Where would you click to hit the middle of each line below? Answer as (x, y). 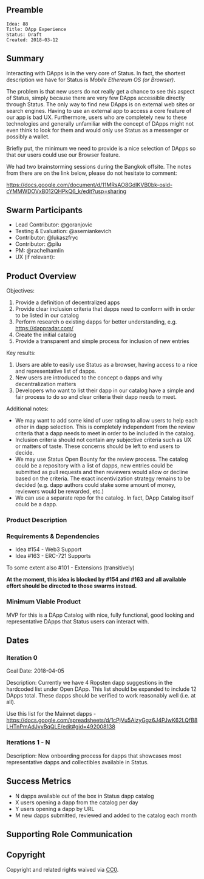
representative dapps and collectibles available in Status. (77, 762)
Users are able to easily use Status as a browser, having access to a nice (106, 365)
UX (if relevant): (35, 257)
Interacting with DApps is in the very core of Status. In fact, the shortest (96, 73)
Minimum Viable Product (43, 602)
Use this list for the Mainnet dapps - (51, 714)
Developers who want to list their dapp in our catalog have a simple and (104, 390)
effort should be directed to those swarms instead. (72, 586)
